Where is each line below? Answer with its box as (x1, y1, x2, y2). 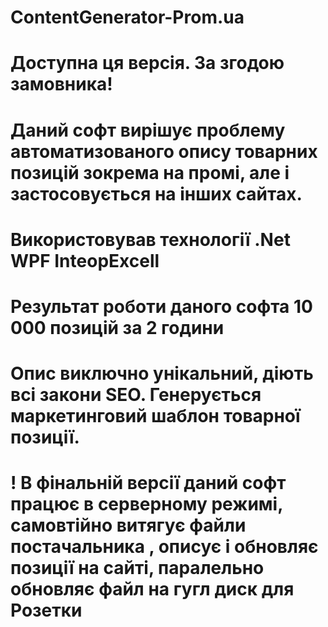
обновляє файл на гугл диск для (10, 578, 295, 601)
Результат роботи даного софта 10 (10, 295, 313, 318)
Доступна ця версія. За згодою (10, 52, 285, 75)
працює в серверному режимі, (10, 493, 283, 516)
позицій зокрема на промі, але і (10, 161, 290, 184)
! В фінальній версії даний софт (10, 472, 287, 495)
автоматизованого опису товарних (10, 140, 318, 163)
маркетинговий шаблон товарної (10, 405, 301, 428)
